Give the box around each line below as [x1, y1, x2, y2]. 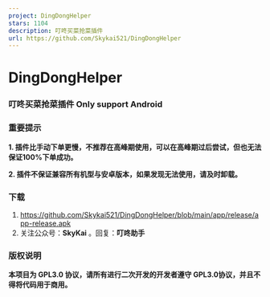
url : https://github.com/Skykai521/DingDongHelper [8, 34, 182, 43]
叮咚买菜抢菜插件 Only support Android [8, 99, 163, 110]
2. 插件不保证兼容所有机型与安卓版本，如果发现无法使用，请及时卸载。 [8, 169, 243, 179]
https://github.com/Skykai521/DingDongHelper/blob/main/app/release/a [19, 210, 260, 219]
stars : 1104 [8, 19, 48, 27]
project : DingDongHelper [8, 11, 92, 20]
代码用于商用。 [22, 280, 72, 290]
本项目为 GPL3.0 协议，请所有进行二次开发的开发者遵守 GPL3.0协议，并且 [8, 270, 254, 279]
